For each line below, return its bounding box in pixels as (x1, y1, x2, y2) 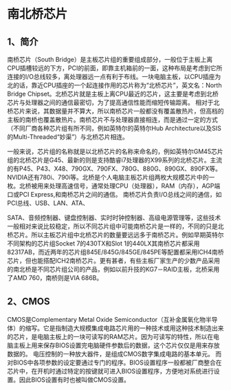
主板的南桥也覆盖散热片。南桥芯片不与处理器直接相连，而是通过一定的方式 (7, 116, 218, 124)
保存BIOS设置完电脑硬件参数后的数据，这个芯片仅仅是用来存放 (43, 341, 220, 349)
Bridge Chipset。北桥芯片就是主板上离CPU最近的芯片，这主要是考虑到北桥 (7, 90, 219, 98)
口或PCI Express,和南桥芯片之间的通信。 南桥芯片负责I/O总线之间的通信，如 (7, 191, 222, 198)
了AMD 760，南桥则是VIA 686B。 (7, 274, 103, 282)
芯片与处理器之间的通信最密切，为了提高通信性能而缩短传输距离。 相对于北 (7, 98, 220, 107)
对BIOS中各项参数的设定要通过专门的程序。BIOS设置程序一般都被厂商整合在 (7, 358, 222, 367)
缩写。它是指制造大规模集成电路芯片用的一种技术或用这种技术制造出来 (25, 324, 224, 332)
